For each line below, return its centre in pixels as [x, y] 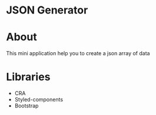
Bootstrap [26, 106]
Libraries [28, 77]
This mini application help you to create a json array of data [78, 53]
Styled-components [39, 100]
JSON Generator [47, 10]
